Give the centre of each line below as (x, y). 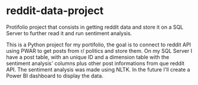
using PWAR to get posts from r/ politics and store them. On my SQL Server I (99, 50)
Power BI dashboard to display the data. (55, 76)
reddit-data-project (55, 11)
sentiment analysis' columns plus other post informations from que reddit (95, 63)
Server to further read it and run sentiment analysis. (69, 33)
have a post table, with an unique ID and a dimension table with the (88, 57)
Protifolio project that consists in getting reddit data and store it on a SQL (95, 27)
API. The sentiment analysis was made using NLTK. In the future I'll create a (98, 69)
